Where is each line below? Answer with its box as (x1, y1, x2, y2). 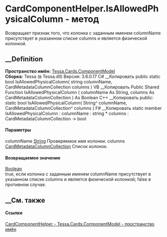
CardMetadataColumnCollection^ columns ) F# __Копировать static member (5, 105, 162, 111)
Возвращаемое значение (5, 155, 61, 160)
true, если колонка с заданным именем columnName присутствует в (5, 171, 151, 177)
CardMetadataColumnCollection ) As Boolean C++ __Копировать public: (5, 94, 154, 100)
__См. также (5, 196, 46, 204)
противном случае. (5, 182, 46, 188)
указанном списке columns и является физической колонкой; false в (5, 176, 151, 182)
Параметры (5, 127, 31, 133)
